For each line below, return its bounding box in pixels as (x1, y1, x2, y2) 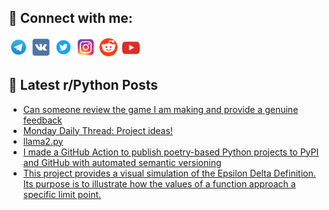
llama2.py (22, 135, 64, 147)
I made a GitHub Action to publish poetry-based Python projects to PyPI (22, 146, 320, 158)
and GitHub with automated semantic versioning (22, 156, 222, 168)
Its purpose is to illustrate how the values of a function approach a (22, 177, 296, 190)
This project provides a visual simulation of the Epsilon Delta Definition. (22, 167, 316, 179)
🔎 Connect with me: (8, 10, 133, 27)
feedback (22, 114, 63, 126)
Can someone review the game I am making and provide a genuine (22, 103, 299, 115)
